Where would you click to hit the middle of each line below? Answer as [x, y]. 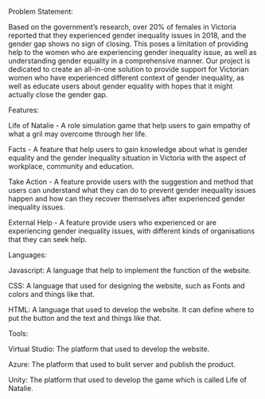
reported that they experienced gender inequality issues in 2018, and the [127, 35]
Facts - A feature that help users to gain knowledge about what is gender [128, 149]
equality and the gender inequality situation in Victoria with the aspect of [127, 158]
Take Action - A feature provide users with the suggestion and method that [131, 182]
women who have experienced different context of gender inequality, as [127, 78]
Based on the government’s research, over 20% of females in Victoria [122, 27]
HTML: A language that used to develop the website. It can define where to [131, 309]
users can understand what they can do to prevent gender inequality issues [132, 190]
